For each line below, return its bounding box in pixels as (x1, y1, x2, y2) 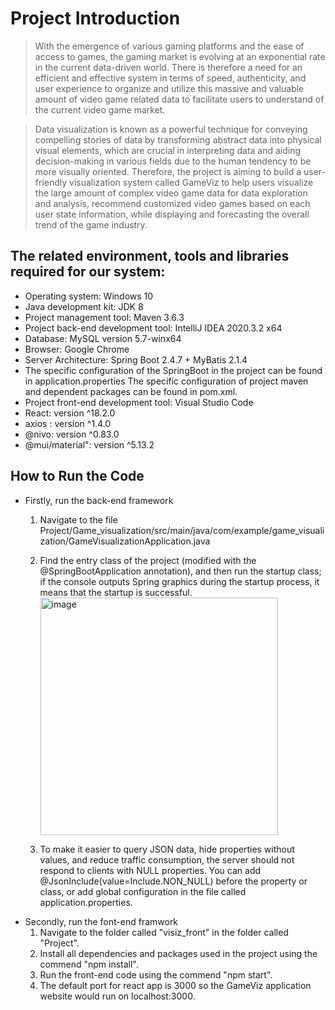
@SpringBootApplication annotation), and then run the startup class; (39, 565, 322, 577)
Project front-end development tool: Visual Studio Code (24, 396, 254, 408)
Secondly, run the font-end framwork (24, 915, 179, 927)
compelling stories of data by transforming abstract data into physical (34, 133, 322, 146)
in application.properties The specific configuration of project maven (24, 375, 309, 387)
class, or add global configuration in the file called (39, 885, 247, 897)
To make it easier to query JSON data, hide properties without (39, 843, 295, 855)
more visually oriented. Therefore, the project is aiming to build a (34, 165, 302, 177)
